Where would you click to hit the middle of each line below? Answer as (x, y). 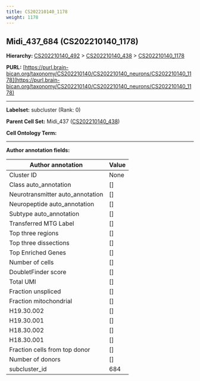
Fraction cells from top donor (50, 350)
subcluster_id (28, 369)
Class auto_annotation (40, 185)
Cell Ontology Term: (32, 133)
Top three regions (34, 233)
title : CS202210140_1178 (37, 12)
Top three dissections (39, 243)
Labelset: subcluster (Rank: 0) (43, 110)
